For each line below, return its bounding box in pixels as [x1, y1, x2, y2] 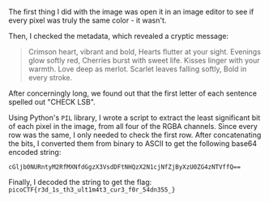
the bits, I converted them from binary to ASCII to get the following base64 [8, 139, 258, 148]
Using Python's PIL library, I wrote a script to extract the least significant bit [8, 113, 261, 122]
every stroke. [28, 73, 73, 82]
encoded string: [8, 148, 62, 157]
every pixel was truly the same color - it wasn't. [8, 15, 167, 25]
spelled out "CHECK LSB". [8, 97, 96, 106]
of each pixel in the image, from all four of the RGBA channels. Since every [8, 122, 258, 131]
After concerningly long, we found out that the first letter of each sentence [8, 88, 258, 98]
